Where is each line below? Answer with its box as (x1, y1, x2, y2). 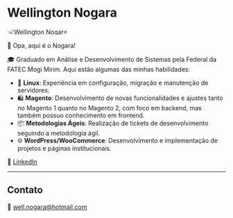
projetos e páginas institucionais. (17, 144, 112, 152)
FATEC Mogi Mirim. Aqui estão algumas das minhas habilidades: (7, 65, 191, 74)
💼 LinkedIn (7, 158, 37, 166)
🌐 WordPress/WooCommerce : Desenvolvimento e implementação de (17, 136, 218, 144)
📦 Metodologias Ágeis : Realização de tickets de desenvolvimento (17, 119, 209, 127)
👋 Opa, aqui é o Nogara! (7, 41, 76, 49)
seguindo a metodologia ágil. (17, 128, 101, 137)
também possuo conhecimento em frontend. (17, 111, 145, 119)
